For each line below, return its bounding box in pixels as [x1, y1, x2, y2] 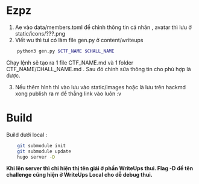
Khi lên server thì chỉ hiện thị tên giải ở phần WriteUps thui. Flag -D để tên [6, 165, 194, 172]
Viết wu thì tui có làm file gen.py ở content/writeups [14, 36, 144, 43]
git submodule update [17, 148, 71, 154]
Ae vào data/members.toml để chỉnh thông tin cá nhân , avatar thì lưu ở [14, 24, 192, 31]
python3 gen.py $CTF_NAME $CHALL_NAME [17, 48, 115, 54]
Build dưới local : [6, 131, 48, 138]
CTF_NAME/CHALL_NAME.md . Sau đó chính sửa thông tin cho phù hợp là [6, 65, 191, 72]
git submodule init [17, 142, 66, 148]
